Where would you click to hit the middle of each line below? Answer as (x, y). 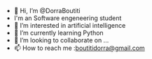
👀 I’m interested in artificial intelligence (70, 25)
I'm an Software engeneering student (68, 18)
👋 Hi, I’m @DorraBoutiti (47, 11)
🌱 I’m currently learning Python (58, 33)
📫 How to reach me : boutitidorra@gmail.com (79, 48)
